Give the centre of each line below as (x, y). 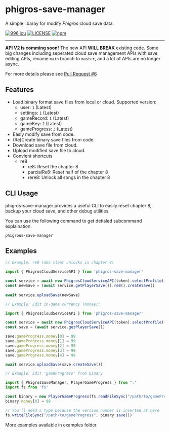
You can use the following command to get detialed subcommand (74, 221)
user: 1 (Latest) (36, 107)
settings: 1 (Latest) (39, 113)
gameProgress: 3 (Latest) (47, 129)
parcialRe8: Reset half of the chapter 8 (68, 172)
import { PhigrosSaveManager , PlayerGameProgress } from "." (71, 383)
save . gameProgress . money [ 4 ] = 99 (40, 355)
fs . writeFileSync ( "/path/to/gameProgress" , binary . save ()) (69, 415)
